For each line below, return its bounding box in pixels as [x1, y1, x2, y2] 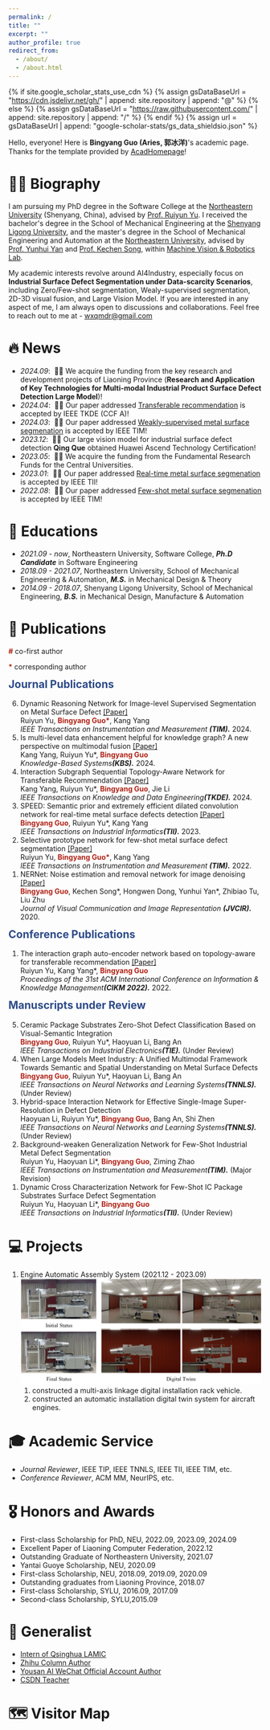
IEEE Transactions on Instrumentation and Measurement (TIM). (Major [19, 1165, 252, 1175]
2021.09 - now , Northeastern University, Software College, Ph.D [19, 549, 233, 558]
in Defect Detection [56, 1105, 121, 1114]
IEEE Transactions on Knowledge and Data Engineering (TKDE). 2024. [19, 792, 252, 803]
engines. [31, 1402, 61, 1412]
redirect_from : [8, 47, 59, 55]
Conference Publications [8, 928, 136, 942]
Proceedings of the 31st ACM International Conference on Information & [19, 975, 260, 984]
